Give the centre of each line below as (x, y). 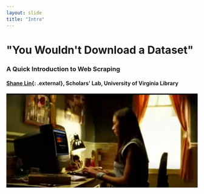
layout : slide (24, 13)
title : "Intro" (25, 19)
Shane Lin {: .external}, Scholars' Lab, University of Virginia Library (93, 83)
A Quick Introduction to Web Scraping (63, 69)
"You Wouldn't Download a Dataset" (100, 50)
